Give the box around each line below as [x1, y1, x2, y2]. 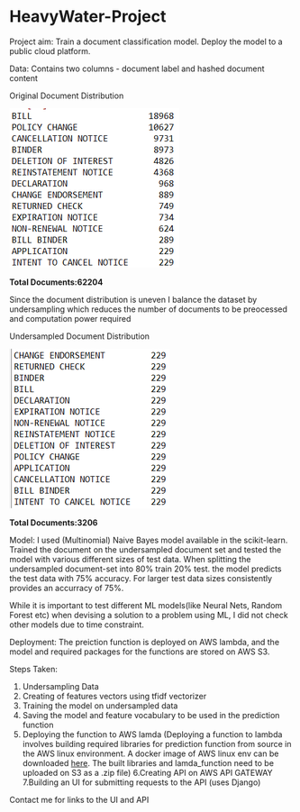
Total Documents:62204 [9, 277, 104, 287]
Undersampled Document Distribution [9, 331, 150, 342]
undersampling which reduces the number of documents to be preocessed [9, 304, 288, 315]
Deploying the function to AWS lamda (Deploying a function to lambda [22, 728, 283, 740]
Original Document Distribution [9, 90, 124, 101]
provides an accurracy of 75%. [9, 582, 124, 593]
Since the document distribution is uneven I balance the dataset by [9, 294, 258, 305]
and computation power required [9, 313, 132, 324]
